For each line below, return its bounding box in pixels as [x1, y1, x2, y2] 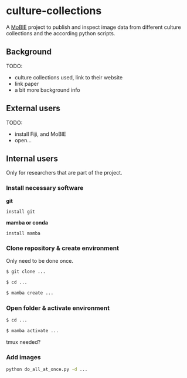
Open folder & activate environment [6, 304, 110, 312]
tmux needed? [6, 338, 41, 345]
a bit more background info [14, 86, 80, 93]
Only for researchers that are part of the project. [6, 169, 123, 176]
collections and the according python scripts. [6, 29, 115, 36]
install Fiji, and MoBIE [14, 131, 66, 138]
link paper [14, 80, 39, 87]
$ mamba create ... [6, 290, 54, 296]
